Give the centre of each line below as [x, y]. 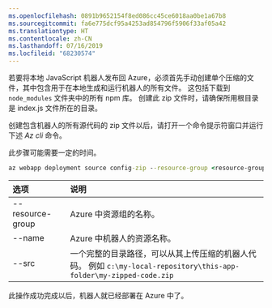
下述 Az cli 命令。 [37, 135]
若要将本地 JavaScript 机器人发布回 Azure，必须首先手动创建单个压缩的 [127, 77]
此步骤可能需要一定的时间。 [55, 152]
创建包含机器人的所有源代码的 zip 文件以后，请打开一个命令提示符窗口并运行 [136, 125]
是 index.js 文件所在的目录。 [55, 108]
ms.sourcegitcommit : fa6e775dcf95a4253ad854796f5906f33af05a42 [117, 24]
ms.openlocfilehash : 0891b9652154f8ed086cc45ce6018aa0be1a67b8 [117, 16]
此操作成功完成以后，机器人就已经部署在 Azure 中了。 [98, 295]
